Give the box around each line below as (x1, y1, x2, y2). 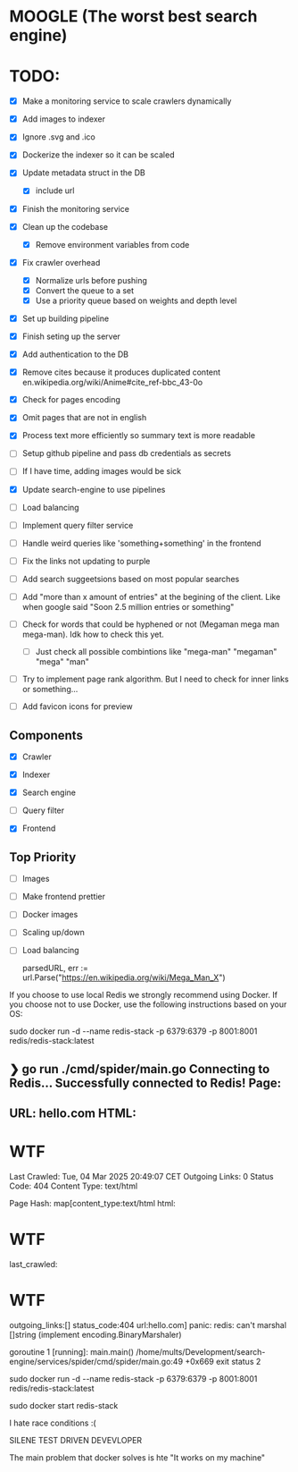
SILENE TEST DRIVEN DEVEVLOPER (9, 1435, 143, 1446)
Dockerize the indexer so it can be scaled (21, 149, 175, 160)
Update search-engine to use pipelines (21, 484, 166, 495)
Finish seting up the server (21, 331, 120, 342)
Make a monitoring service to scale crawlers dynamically (21, 96, 232, 106)
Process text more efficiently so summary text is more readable (21, 430, 256, 441)
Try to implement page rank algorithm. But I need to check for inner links (21, 673, 289, 685)
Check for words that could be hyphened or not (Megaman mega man (21, 619, 280, 630)
